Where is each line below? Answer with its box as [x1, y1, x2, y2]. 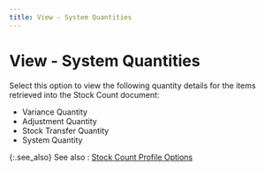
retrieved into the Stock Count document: [9, 89, 160, 100]
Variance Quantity [21, 107, 88, 117]
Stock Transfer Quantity [21, 125, 110, 136]
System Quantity [21, 134, 83, 145]
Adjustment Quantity [21, 115, 97, 126]
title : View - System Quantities [9, 12, 132, 22]
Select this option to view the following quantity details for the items [9, 80, 256, 91]
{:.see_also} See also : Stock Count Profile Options [9, 152, 193, 162]
